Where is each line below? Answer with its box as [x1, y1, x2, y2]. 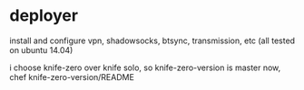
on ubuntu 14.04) [9, 44, 74, 55]
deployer [9, 5, 79, 26]
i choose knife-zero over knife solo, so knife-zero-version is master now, [9, 62, 281, 73]
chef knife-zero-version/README [9, 71, 134, 82]
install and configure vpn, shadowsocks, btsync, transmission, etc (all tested [9, 35, 296, 46]
